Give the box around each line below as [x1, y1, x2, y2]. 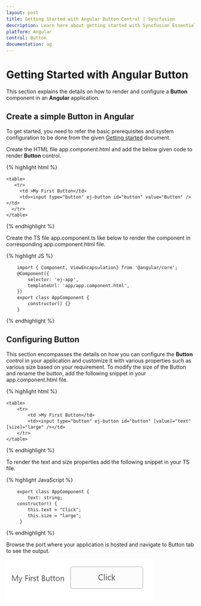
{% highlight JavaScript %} [6, 476, 74, 483]
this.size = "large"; [28, 512, 82, 519]
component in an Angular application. [6, 94, 100, 102]
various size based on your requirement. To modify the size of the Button [6, 363, 187, 371]
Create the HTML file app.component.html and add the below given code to [6, 145, 193, 153]
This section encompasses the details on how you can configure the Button [6, 350, 193, 357]
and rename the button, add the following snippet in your [6, 369, 147, 377]
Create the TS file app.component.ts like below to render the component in [6, 234, 191, 241]
